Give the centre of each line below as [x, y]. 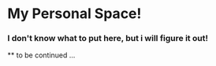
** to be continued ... [41, 55]
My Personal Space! [74, 14]
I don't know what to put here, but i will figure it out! [108, 38]
